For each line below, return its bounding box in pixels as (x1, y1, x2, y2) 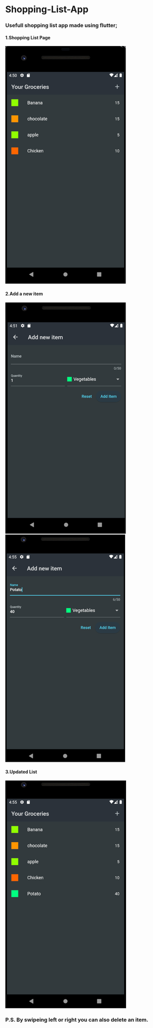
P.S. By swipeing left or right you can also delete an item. (5, 1016, 148, 1023)
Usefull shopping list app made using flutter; (5, 22, 118, 29)
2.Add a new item (5, 290, 43, 297)
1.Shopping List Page (5, 34, 51, 40)
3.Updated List (5, 769, 37, 775)
